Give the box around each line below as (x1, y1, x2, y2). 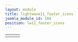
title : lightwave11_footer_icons (5, 12, 74, 16)
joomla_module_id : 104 (5, 16, 52, 21)
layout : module (5, 7, 36, 12)
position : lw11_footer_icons (5, 20, 65, 26)
